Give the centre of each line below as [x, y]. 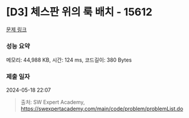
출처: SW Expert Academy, [53, 102]
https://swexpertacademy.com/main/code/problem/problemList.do [102, 109]
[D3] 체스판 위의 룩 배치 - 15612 [79, 12]
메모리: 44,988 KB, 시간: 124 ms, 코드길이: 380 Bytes [69, 60]
